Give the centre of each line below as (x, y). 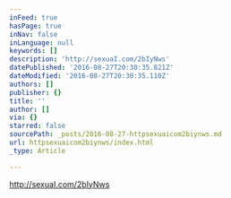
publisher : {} (36, 92)
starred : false (38, 126)
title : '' (28, 101)
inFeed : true (34, 17)
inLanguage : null (42, 43)
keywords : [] (34, 51)
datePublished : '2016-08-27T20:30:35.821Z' (92, 68)
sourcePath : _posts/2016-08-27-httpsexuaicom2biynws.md (115, 134)
